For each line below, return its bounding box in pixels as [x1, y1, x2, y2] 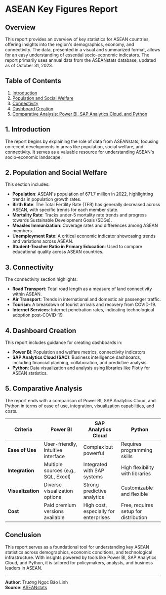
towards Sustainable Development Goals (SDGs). [12, 217, 112, 223]
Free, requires [121, 502, 153, 509]
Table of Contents [5, 77, 62, 85]
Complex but [83, 443, 113, 450]
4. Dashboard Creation [5, 326, 77, 335]
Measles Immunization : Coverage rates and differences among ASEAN [12, 222, 158, 228]
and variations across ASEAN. [12, 238, 74, 244]
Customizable [121, 484, 153, 491]
